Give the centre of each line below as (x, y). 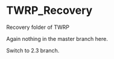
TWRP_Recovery (49, 11)
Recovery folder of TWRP (38, 27)
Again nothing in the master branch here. (57, 39)
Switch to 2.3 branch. (33, 50)
